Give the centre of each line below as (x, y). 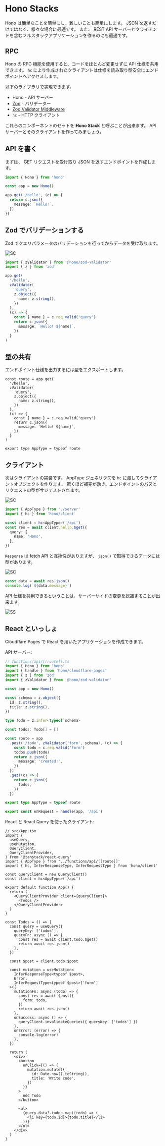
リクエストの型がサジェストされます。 (44, 490)
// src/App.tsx (21, 831)
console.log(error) (38, 1035)
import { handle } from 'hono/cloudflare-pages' (56, 671)
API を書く (21, 149)
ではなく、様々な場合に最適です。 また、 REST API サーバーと (72, 29)
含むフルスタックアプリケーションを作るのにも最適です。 (72, 35)
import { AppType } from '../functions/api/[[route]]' (63, 861)
